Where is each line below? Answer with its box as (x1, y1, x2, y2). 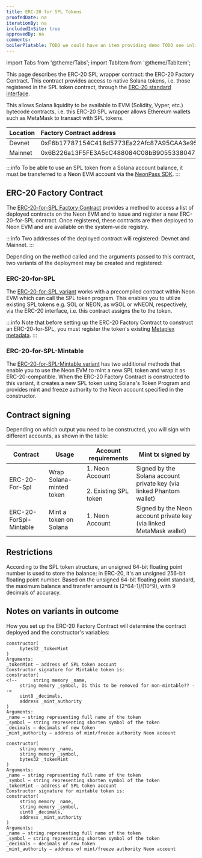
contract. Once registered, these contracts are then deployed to (35, 216, 194, 224)
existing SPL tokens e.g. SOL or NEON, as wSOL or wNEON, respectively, (6, 301, 188, 308)
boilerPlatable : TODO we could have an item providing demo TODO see (6, 43, 185, 49)
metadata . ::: (6, 331, 37, 339)
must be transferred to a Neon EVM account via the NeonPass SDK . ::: (6, 170, 180, 178)
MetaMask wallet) (136, 527, 187, 535)
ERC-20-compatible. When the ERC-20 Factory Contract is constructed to (6, 373, 189, 380)
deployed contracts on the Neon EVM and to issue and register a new (6, 210, 179, 218)
